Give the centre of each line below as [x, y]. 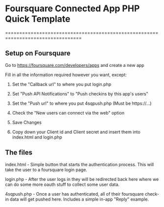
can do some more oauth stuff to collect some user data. [62, 184]
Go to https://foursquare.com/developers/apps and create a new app [75, 65]
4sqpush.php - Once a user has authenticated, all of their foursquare [74, 194]
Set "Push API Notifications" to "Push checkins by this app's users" [80, 93]
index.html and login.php [37, 137]
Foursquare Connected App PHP [72, 9]
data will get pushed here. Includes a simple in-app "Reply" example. [79, 199]
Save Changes [27, 122]
